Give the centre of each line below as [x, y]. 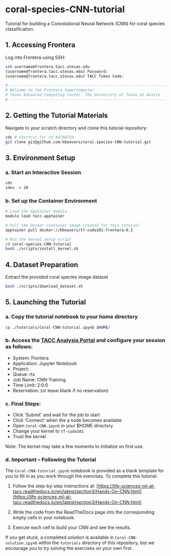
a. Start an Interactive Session [43, 172]
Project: [21, 369]
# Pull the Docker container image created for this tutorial [73, 225]
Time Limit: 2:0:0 [30, 385]
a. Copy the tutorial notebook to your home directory [72, 317]
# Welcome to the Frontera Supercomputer [50, 90]
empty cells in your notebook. [44, 518]
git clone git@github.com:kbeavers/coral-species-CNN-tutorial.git [78, 142]
